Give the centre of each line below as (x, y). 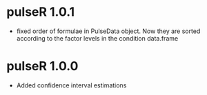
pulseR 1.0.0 (42, 66)
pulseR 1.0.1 (41, 12)
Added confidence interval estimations (71, 85)
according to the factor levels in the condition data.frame (97, 38)
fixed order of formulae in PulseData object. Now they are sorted (108, 31)
